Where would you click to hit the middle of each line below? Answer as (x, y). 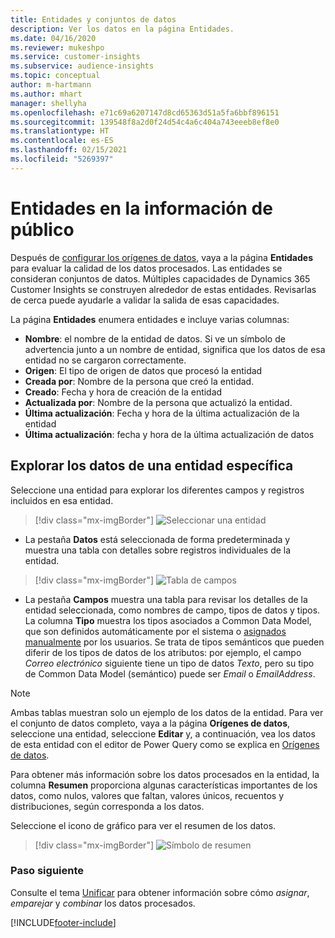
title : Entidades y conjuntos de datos (93, 19)
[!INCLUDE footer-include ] (63, 922)
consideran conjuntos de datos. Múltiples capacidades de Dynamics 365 (160, 278)
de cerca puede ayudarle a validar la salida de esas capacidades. (145, 300)
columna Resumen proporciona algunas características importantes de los (164, 785)
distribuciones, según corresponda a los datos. (107, 806)
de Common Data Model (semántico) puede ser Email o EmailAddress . (170, 673)
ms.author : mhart (46, 94)
